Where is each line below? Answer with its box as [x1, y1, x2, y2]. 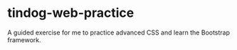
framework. [7, 35, 41, 44]
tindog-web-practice [7, 5, 135, 21]
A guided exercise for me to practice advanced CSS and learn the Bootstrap [7, 28, 230, 37]
